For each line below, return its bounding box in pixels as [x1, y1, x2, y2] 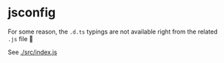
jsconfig [8, 5, 56, 21]
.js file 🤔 [8, 34, 34, 42]
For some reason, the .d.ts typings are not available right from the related [8, 27, 219, 36]
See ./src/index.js [8, 48, 58, 56]
